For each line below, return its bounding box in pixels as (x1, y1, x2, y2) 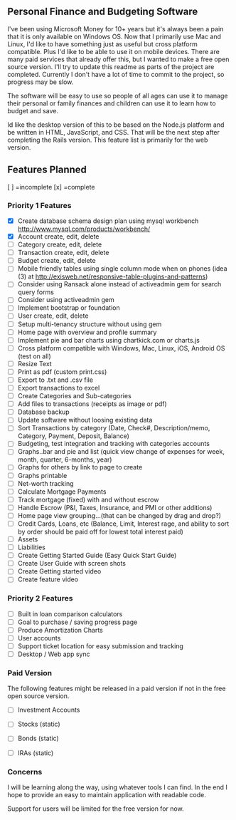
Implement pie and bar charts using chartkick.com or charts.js (17, 336, 200, 344)
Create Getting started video (17, 567, 102, 576)
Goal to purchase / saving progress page (17, 618, 138, 626)
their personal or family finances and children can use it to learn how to (7, 99, 216, 108)
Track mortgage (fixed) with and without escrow (17, 495, 159, 504)
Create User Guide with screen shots (17, 559, 127, 568)
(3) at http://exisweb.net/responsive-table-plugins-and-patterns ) (17, 272, 208, 281)
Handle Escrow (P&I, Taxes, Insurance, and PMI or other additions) (17, 503, 213, 512)
